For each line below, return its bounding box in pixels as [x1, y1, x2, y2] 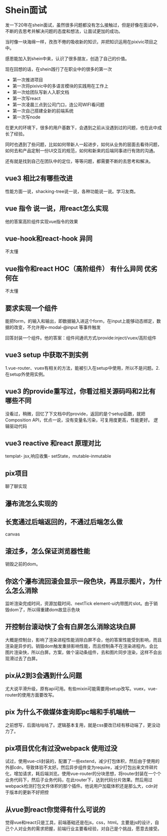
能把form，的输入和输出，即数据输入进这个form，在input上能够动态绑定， [5, 318, 157, 324]
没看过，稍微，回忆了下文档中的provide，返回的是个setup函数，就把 [5, 411, 146, 417]
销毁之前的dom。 [5, 561, 41, 567]
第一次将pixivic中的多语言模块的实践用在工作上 [12, 83, 109, 89]
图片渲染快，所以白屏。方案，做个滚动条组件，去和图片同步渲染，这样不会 [5, 649, 158, 655]
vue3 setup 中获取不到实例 [5, 351, 88, 359]
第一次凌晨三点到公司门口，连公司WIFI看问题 [12, 102, 105, 107]
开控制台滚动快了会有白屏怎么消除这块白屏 [5, 623, 136, 631]
